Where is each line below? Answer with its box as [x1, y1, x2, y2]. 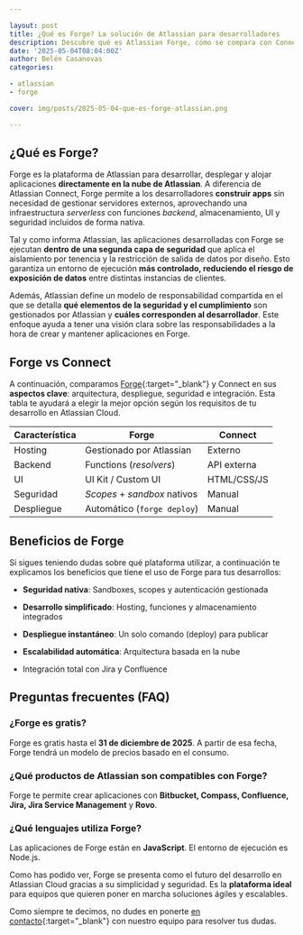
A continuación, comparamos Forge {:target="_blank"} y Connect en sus [9, 379, 277, 390]
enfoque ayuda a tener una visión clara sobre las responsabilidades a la [9, 319, 276, 330]
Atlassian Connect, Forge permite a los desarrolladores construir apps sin [9, 188, 285, 199]
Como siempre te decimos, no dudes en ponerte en [9, 906, 201, 917]
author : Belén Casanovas [9, 55, 103, 64]
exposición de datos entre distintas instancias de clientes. [9, 272, 227, 284]
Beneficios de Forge [9, 533, 124, 548]
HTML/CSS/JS [207, 473, 269, 486]
